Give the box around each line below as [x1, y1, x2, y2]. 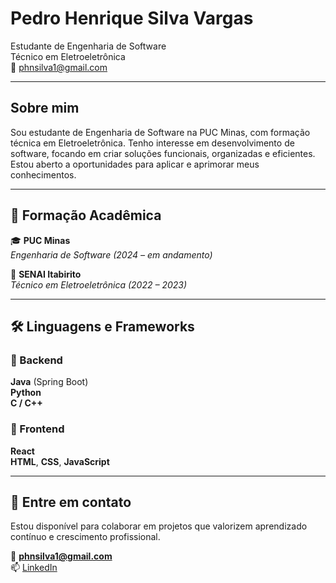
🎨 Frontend [10, 422, 65, 436]
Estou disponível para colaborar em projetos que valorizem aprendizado [10, 520, 308, 532]
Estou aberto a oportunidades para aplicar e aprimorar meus [10, 158, 260, 170]
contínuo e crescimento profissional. [10, 531, 161, 543]
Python [10, 387, 42, 399]
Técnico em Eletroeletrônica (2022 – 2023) [10, 278, 188, 291]
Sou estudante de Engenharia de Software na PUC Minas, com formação [10, 126, 311, 138]
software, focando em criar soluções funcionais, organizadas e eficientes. [10, 147, 316, 159]
